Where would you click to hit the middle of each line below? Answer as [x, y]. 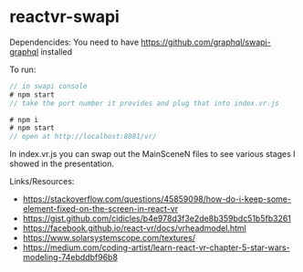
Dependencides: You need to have [74, 42]
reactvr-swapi [65, 17]
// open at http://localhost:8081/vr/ [83, 137]
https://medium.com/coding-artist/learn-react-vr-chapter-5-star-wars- [156, 247]
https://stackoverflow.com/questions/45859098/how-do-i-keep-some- [157, 199]
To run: [23, 69]
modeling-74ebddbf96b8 [70, 257]
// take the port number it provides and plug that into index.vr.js [145, 103]
